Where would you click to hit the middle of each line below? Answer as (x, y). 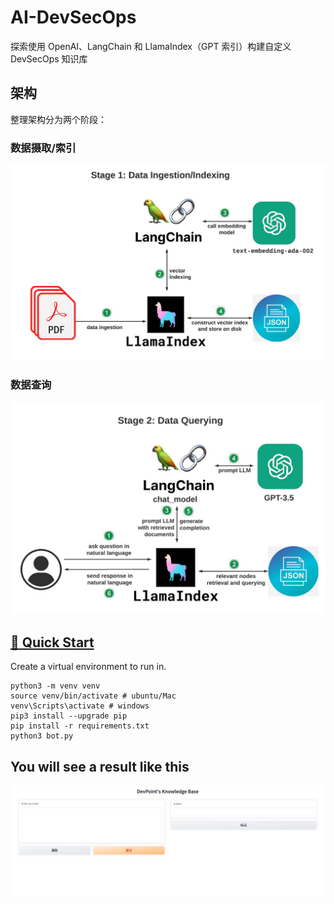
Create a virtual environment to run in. (88, 667)
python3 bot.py (42, 736)
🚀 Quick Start (52, 642)
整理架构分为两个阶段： (58, 119)
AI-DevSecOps (73, 17)
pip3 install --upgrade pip (69, 716)
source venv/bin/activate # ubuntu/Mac (93, 696)
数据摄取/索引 (43, 148)
